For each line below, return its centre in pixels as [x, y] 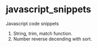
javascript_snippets [48, 9]
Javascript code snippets [32, 24]
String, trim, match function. [43, 33]
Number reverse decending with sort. [53, 39]
